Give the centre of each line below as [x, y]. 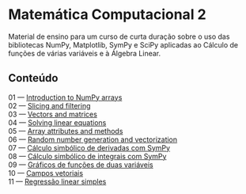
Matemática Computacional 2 [108, 15]
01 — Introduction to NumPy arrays [65, 97]
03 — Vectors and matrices [53, 114]
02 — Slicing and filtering [49, 105]
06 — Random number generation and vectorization [93, 139]
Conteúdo [33, 78]
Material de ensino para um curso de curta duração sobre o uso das [119, 36]
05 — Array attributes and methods [66, 131]
